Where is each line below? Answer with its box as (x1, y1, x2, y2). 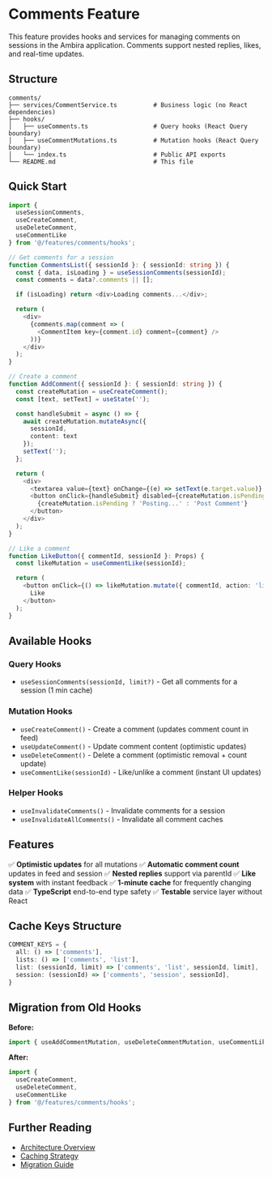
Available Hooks (8, 633, 92, 648)
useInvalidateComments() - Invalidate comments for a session (19, 805, 225, 815)
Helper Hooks (8, 787, 63, 799)
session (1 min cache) (19, 685, 93, 695)
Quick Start (8, 180, 67, 194)
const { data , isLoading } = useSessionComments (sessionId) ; (15, 268, 227, 276)
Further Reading (8, 1121, 92, 1135)
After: (8, 1052, 29, 1062)
